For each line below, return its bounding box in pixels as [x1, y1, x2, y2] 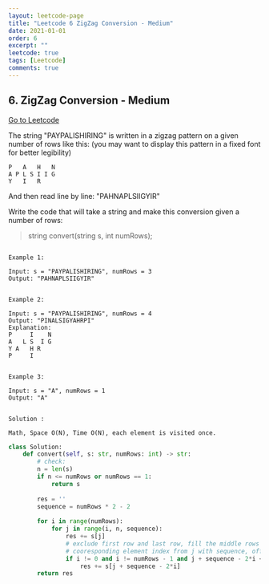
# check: [37, 458, 66, 466]
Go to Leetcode [8, 115, 60, 124]
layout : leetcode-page [8, 11, 84, 20]
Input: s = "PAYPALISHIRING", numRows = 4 [8, 310, 152, 318]
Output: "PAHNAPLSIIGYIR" [8, 274, 94, 282]
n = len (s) [37, 465, 74, 473]
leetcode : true [8, 49, 59, 57]
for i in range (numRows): [37, 517, 124, 525]
